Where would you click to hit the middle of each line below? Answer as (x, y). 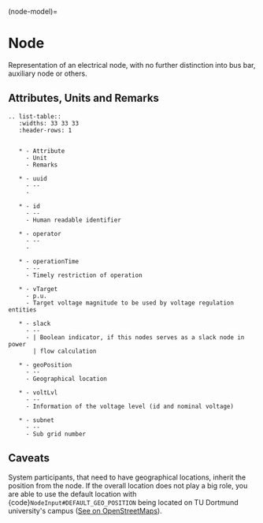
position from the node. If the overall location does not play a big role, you (128, 485)
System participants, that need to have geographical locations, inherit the (127, 477)
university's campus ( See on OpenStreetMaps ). (85, 510)
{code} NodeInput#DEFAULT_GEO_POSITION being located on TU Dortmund (123, 502)
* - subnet (37, 420)
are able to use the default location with (72, 494)
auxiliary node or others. (48, 73)
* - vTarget (38, 289)
